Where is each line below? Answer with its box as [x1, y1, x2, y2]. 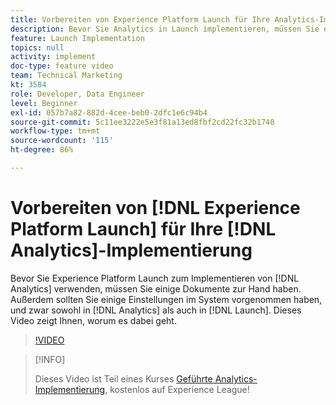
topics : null [10, 42, 65, 53]
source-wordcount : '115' [10, 136, 114, 146]
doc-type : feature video [10, 61, 114, 71]
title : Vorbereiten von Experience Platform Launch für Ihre [10, 14, 271, 25]
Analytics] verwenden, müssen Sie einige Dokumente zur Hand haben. [10, 282, 302, 295]
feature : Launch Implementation [10, 33, 145, 43]
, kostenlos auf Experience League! [104, 383, 250, 395]
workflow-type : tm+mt [10, 126, 101, 136]
